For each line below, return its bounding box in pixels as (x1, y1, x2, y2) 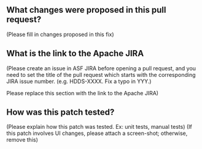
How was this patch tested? (6, 107, 115, 118)
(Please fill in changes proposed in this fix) (6, 31, 114, 38)
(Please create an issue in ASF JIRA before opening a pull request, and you (6, 64, 196, 72)
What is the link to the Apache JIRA (6, 48, 144, 59)
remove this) (6, 136, 39, 144)
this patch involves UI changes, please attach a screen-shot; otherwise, (6, 129, 188, 137)
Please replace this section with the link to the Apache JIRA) (6, 89, 158, 96)
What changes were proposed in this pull (6, 5, 166, 15)
